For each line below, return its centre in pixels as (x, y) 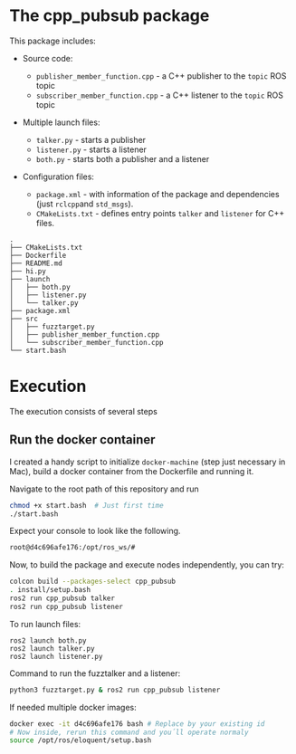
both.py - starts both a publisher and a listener (123, 158)
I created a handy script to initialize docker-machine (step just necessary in (148, 462)
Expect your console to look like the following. (95, 531)
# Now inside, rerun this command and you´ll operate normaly (129, 732)
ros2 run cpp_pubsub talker (62, 598)
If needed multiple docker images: (73, 707)
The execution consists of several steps (84, 411)
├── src (24, 319)
